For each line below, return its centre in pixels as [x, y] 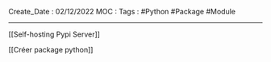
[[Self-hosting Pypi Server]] [54, 34]
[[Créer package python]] [51, 50]
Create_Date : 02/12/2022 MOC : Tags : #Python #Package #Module [122, 12]
